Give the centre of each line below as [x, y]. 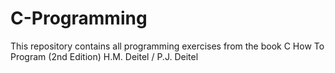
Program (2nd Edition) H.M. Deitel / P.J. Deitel [104, 56]
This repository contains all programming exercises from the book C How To [167, 46]
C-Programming [79, 18]
